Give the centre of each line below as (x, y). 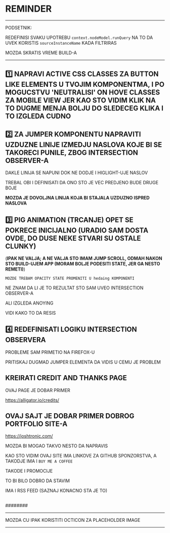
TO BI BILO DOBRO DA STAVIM (37, 481)
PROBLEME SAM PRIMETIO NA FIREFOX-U (50, 352)
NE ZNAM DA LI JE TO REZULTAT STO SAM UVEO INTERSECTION (74, 288)
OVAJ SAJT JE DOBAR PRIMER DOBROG (70, 416)
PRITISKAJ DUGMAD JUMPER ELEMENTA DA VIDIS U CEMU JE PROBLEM (83, 362)
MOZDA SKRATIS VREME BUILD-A (41, 53)
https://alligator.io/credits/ (32, 400)
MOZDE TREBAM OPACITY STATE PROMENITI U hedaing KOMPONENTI (70, 278)
